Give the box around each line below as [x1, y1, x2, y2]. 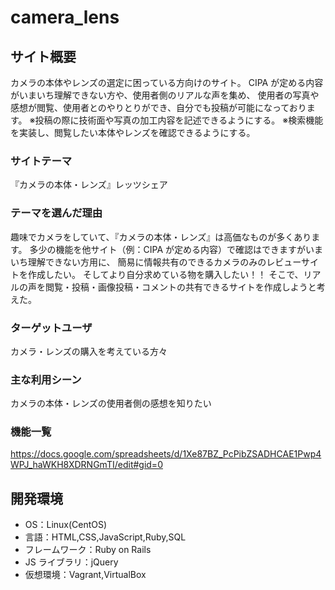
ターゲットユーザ [10, 321, 93, 335]
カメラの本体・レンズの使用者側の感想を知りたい [10, 397, 212, 410]
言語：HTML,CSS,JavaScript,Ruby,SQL [24, 531, 187, 543]
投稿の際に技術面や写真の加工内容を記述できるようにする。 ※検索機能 [34, 114, 324, 126]
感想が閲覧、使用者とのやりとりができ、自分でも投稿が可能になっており [10, 102, 307, 113]
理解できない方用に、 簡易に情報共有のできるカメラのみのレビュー [27, 256, 302, 268]
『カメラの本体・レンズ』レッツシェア [10, 179, 168, 191]
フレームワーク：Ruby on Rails [24, 544, 152, 556]
